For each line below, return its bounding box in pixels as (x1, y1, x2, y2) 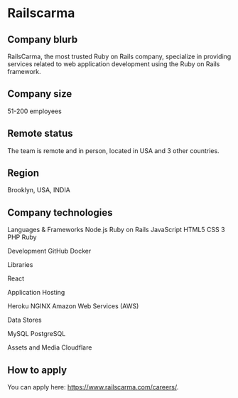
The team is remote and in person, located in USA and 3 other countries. (7, 146, 220, 155)
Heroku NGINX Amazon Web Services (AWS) (7, 302, 139, 310)
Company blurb (7, 33, 78, 46)
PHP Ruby (7, 233, 37, 241)
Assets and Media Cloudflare (7, 343, 92, 352)
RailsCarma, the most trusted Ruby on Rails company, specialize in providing (7, 52, 232, 61)
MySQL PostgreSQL (7, 330, 66, 338)
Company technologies (7, 206, 113, 219)
